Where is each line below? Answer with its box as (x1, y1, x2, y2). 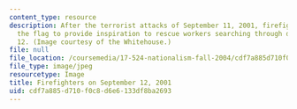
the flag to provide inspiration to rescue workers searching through (17, 29, 283, 38)
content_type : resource (9, 12, 97, 22)
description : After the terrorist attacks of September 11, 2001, (9, 21, 259, 30)
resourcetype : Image (9, 70, 86, 79)
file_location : (9, 54, 65, 62)
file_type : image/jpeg (9, 62, 93, 71)
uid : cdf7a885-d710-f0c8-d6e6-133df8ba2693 (9, 86, 172, 95)
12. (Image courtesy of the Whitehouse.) (17, 37, 172, 47)
